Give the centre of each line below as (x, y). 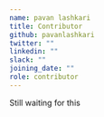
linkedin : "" (34, 52)
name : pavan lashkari (50, 18)
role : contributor (44, 77)
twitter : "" (32, 43)
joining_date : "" (42, 69)
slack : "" (28, 60)
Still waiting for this (45, 102)
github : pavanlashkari (52, 34)
